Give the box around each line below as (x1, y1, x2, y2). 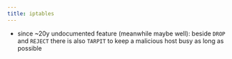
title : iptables (7, 10, 54, 17)
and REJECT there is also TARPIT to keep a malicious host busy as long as (17, 36, 224, 45)
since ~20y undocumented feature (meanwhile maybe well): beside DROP (17, 29, 226, 37)
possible (17, 44, 42, 52)
